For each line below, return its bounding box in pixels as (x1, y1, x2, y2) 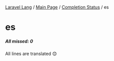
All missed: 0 (5, 38, 34, 44)
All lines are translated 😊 (5, 51, 57, 57)
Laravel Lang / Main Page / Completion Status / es (5, 4, 109, 10)
